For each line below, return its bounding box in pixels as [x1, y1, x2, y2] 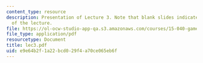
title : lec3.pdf [6, 43, 47, 49]
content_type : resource [6, 8, 66, 15]
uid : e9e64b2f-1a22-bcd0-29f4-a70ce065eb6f [6, 48, 118, 54]
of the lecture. [11, 20, 53, 26]
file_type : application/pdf [6, 31, 77, 37]
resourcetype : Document [6, 37, 66, 43]
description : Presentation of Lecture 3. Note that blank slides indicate [6, 14, 199, 20]
